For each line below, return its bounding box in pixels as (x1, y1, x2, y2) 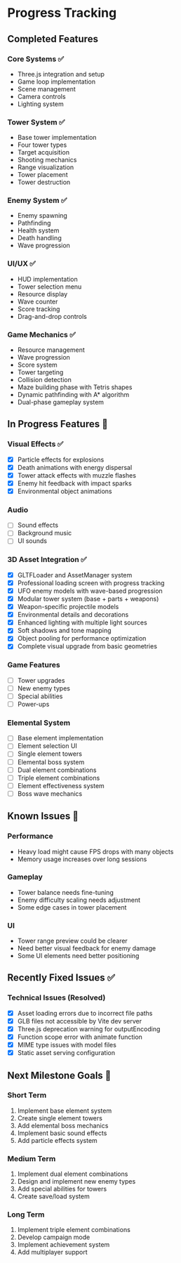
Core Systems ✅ (7, 54, 65, 64)
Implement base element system (17, 1106, 112, 1115)
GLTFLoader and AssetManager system (17, 570, 133, 579)
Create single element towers (17, 1113, 103, 1122)
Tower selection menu (17, 282, 82, 291)
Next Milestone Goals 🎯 (7, 1069, 112, 1081)
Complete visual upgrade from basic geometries (17, 642, 158, 650)
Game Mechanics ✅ (7, 329, 76, 339)
